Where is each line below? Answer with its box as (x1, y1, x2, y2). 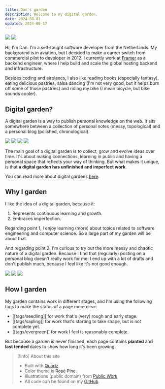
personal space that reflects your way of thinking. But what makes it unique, (5, 159, 160, 165)
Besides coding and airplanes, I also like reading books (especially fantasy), (5, 75, 159, 81)
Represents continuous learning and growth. (12, 210, 102, 216)
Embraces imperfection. (12, 215, 62, 222)
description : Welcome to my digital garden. (5, 12, 98, 17)
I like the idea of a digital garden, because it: (5, 200, 95, 207)
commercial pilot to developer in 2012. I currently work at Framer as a (5, 55, 146, 61)
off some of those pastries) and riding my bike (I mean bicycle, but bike (5, 86, 150, 92)
